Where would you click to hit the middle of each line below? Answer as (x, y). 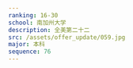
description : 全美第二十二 (49, 30)
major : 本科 (27, 45)
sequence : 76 (30, 52)
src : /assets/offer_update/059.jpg (67, 37)
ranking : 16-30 (33, 15)
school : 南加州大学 (37, 23)
